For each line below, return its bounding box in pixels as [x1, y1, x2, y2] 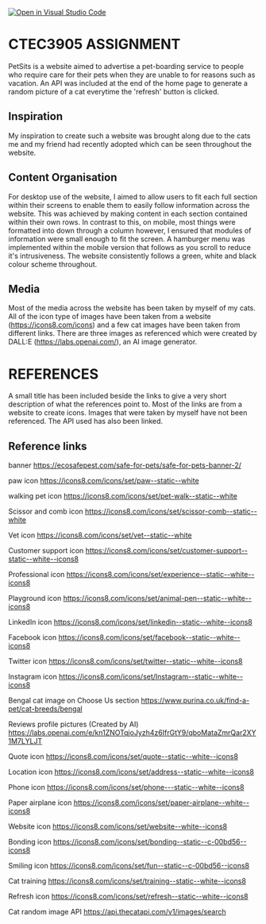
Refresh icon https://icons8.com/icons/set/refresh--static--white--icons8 [8, 891, 249, 901]
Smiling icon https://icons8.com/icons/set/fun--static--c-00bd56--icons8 [8, 861, 250, 871]
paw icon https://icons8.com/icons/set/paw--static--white [8, 476, 200, 486]
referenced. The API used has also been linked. [8, 417, 164, 426]
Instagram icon [8, 672, 57, 682]
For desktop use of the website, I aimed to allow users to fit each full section [8, 191, 258, 202]
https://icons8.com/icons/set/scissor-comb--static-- [84, 506, 258, 516]
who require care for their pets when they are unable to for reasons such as [8, 70, 256, 79]
